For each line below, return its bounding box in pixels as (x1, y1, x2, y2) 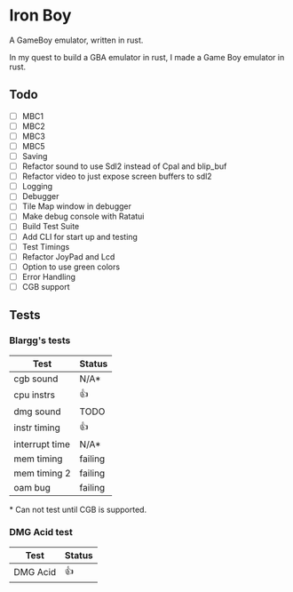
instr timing (13, 421, 60, 434)
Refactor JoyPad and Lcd (21, 251, 115, 262)
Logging (21, 181, 53, 192)
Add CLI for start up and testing (21, 231, 138, 242)
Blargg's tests (9, 334, 71, 347)
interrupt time (13, 437, 71, 450)
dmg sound (13, 405, 61, 418)
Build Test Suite (21, 221, 80, 232)
